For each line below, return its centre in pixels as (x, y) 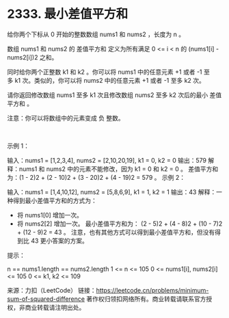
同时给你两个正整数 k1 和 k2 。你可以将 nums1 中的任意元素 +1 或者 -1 (105, 72)
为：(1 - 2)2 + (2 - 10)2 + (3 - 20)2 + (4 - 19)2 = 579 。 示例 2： (96, 177)
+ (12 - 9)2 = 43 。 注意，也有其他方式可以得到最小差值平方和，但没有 (116, 232)
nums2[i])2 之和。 (32, 57)
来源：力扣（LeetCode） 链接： (52, 290)
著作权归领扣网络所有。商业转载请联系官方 (146, 299)
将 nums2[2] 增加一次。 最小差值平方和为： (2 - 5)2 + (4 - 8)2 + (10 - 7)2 (120, 224)
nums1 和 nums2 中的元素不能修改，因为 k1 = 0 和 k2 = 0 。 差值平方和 (119, 169)
